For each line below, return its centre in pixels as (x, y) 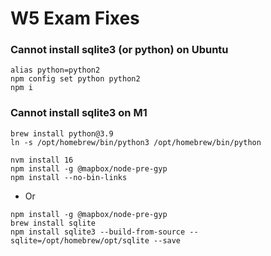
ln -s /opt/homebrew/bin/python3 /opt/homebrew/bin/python (136, 142)
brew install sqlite (53, 223)
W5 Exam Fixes (75, 18)
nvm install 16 (42, 160)
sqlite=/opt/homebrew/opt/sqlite (80, 240)
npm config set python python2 (75, 79)
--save (167, 240)
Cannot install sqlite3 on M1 (79, 113)
